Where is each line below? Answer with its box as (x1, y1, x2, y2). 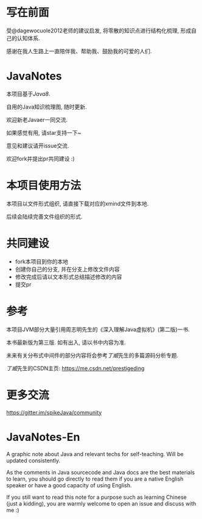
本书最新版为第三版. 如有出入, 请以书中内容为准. (6, 338, 126, 346)
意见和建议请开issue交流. (6, 141, 69, 149)
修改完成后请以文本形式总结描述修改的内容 (15, 273, 122, 281)
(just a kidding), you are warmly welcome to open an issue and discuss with (6, 499, 197, 507)
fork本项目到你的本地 (15, 257, 69, 265)
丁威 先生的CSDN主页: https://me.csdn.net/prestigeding (6, 364, 145, 372)
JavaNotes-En (6, 430, 80, 444)
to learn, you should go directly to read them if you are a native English (6, 475, 184, 482)
